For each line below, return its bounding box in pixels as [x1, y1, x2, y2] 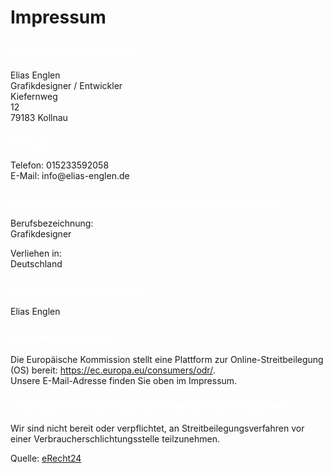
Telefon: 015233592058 [10, 159, 110, 171]
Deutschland [10, 258, 63, 270]
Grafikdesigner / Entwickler [10, 79, 123, 91]
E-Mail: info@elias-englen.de [10, 169, 130, 181]
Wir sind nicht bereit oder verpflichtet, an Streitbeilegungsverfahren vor [10, 422, 305, 435]
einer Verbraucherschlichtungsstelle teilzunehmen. [10, 433, 221, 445]
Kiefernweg [10, 90, 58, 102]
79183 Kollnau [10, 111, 68, 123]
